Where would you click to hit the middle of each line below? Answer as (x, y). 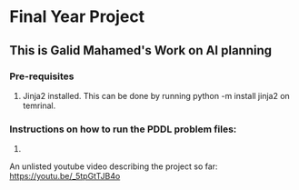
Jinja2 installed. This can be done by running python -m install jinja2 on (156, 95)
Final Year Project (77, 17)
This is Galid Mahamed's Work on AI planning (141, 50)
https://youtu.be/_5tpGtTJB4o (65, 176)
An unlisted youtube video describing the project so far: (114, 166)
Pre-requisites (42, 76)
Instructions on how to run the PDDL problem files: (123, 129)
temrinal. (39, 105)
